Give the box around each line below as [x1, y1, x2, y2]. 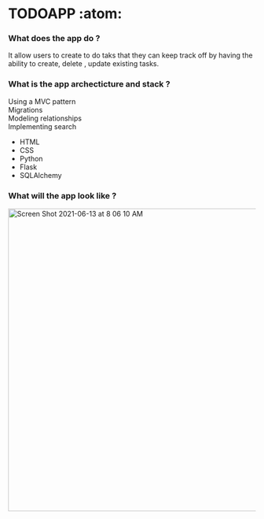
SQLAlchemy [19, 170, 62, 180]
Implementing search [8, 121, 77, 131]
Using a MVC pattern [8, 96, 76, 106]
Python [19, 154, 43, 163]
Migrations [8, 105, 43, 114]
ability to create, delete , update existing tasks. [8, 59, 159, 69]
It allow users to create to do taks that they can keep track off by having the [8, 50, 253, 60]
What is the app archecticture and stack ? [8, 79, 170, 90]
